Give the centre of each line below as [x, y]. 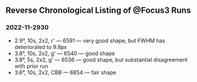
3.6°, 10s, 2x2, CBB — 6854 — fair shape [65, 72]
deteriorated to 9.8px [40, 47]
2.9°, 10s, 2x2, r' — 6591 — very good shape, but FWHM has [90, 40]
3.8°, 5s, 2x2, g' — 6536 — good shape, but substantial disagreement [101, 59]
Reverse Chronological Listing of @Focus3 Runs [98, 10]
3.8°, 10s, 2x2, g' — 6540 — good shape [65, 53]
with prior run [31, 66]
